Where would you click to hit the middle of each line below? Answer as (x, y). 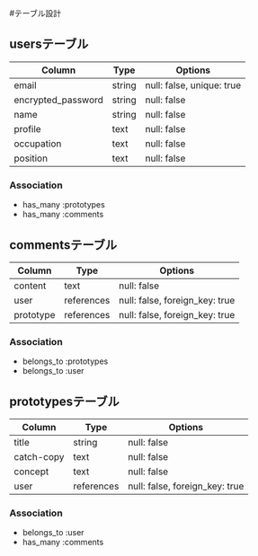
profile (28, 128)
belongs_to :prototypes (65, 361)
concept (31, 472)
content (30, 286)
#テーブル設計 (36, 13)
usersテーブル (49, 44)
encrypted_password (58, 100)
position (31, 158)
